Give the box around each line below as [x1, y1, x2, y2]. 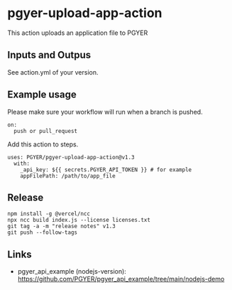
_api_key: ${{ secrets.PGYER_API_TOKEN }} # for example [20, 166, 192, 173]
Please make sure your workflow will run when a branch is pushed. [7, 107, 204, 116]
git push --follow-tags [7, 229, 78, 236]
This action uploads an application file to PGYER [7, 28, 148, 37]
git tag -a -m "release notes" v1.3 [7, 222, 116, 230]
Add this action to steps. [7, 140, 79, 149]
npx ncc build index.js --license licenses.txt [7, 217, 151, 224]
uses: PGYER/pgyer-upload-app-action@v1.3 [7, 154, 135, 161]
